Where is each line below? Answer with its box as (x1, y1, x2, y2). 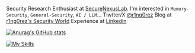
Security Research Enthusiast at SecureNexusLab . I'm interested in (6, 5, 170, 12)
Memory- (170, 6, 190, 12)
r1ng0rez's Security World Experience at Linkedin (6, 18, 127, 24)
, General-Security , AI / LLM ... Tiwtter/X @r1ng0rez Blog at (27, 11, 172, 18)
